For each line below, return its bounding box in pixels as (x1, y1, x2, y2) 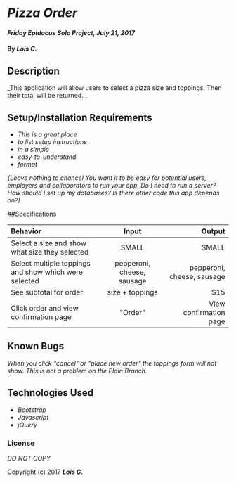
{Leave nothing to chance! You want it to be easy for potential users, (7, 174, 206, 182)
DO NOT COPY (7, 453, 51, 462)
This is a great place (17, 130, 77, 139)
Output (201, 226, 225, 236)
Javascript (17, 413, 49, 421)
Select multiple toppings (11, 259, 91, 268)
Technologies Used (7, 387, 93, 399)
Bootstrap (17, 406, 47, 414)
